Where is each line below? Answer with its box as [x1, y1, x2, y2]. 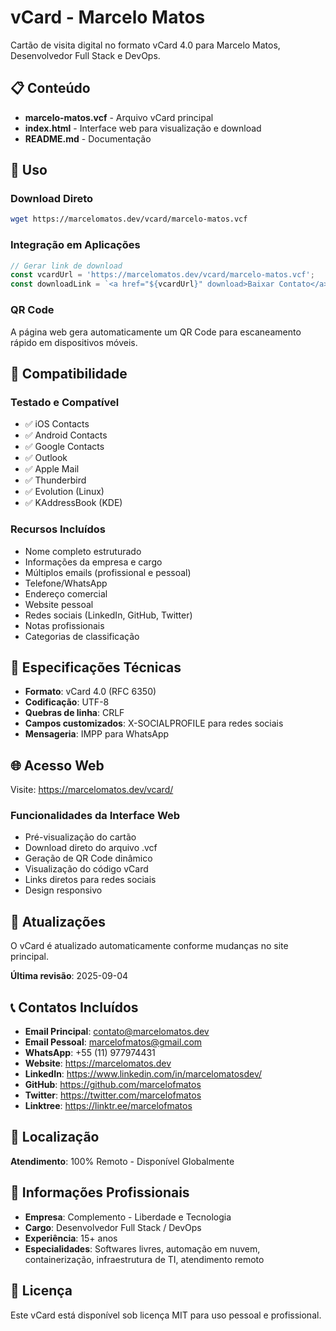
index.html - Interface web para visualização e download [24, 122, 262, 134]
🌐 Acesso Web [10, 757, 105, 774]
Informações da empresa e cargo [24, 556, 163, 568]
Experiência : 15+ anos [24, 1232, 118, 1244]
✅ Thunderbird [24, 474, 87, 486]
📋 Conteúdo [10, 80, 91, 97]
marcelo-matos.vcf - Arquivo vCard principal [24, 111, 214, 123]
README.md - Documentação [24, 132, 152, 145]
